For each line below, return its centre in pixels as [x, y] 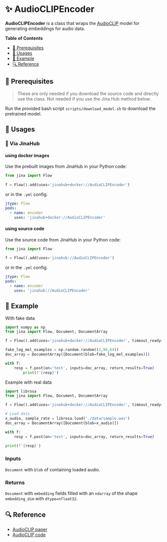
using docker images [27, 155]
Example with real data [29, 382]
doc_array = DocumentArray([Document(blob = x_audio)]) [62, 423]
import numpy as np [25, 327]
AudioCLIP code [29, 535]
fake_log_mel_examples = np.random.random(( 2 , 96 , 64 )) [62, 350]
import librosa [21, 391]
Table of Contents [24, 38]
